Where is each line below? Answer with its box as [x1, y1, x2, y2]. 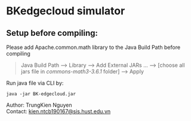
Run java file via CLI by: [6, 79, 64, 86]
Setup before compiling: [6, 28, 98, 38]
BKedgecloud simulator [6, 4, 125, 18]
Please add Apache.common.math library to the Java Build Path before [6, 44, 181, 51]
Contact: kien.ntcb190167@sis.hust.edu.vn [6, 108, 111, 114]
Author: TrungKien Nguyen [6, 101, 72, 108]
